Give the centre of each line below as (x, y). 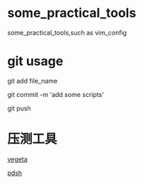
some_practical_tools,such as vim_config (67, 33)
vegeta (18, 159)
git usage (35, 61)
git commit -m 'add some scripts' (56, 94)
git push (19, 108)
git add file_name (33, 81)
